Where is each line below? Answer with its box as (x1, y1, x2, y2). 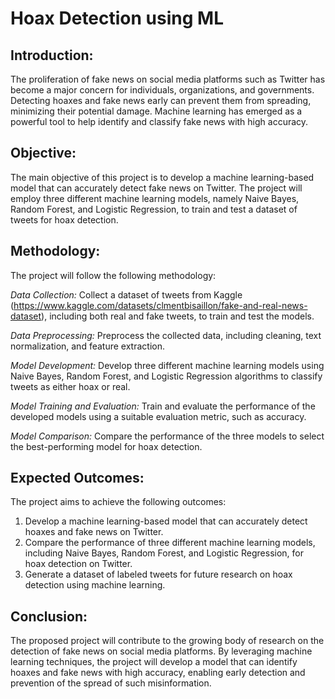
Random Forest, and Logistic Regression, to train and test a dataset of (10, 203, 298, 215)
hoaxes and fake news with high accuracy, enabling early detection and (10, 667, 306, 679)
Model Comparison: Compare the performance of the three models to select (10, 430, 325, 442)
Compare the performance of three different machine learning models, (24, 537, 316, 549)
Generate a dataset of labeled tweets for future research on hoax (24, 568, 293, 581)
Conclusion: (10, 608, 88, 625)
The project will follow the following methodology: (10, 269, 217, 281)
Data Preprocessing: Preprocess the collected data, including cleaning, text (10, 329, 322, 341)
